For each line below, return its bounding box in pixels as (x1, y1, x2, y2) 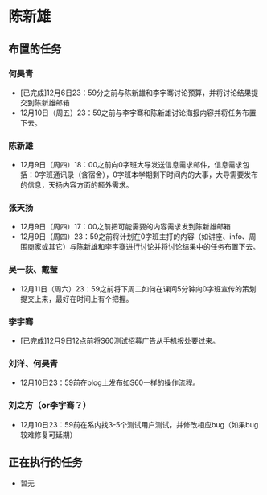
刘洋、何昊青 (8, 357, 59, 369)
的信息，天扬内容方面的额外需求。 (19, 180, 133, 190)
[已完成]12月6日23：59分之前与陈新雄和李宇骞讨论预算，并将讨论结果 (19, 88, 252, 97)
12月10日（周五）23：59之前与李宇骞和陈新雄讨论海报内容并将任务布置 (19, 108, 257, 118)
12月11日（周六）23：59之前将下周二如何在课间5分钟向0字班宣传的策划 (19, 283, 257, 294)
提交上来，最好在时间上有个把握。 (19, 294, 133, 303)
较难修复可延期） (19, 430, 77, 439)
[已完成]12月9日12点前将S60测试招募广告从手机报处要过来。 (19, 336, 220, 346)
